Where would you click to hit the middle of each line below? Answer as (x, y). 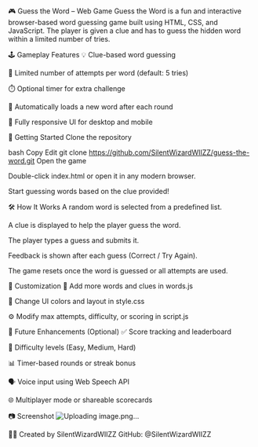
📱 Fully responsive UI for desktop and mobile (80, 122)
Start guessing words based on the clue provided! (89, 191)
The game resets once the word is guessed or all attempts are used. (118, 271)
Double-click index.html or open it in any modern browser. (102, 176)
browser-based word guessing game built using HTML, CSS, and (113, 22)
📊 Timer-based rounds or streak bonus (72, 363)
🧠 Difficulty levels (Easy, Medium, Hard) (72, 347)
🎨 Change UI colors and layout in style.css (76, 301)
